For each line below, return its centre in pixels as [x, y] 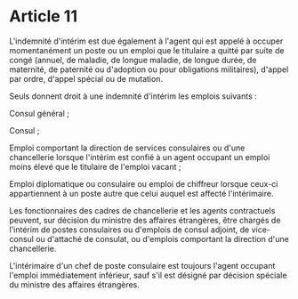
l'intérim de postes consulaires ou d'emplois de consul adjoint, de [129, 230]
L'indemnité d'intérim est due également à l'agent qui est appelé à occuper [146, 41]
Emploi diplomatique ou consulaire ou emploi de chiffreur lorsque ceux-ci [144, 183]
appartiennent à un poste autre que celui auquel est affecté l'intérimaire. [141, 193]
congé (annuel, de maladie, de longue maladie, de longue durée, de [133, 60]
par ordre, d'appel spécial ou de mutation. [86, 78]
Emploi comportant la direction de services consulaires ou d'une [127, 148]
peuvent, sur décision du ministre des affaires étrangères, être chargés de [145, 220]
